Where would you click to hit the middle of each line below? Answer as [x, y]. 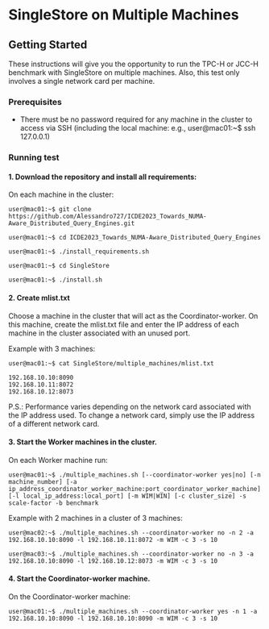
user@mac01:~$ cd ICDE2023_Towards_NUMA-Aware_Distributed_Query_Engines [135, 238]
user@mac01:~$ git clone [50, 210]
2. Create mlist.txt [39, 298]
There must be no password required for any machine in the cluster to [136, 119]
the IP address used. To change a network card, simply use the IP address [132, 415]
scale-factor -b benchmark [54, 503]
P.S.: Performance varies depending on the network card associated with [130, 406]
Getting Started [48, 45]
